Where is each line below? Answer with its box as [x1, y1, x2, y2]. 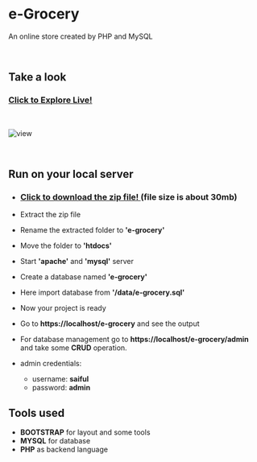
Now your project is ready [19, 303, 106, 313]
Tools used [8, 406, 65, 419]
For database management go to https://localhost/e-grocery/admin [19, 335, 249, 344]
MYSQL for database [19, 436, 91, 446]
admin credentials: [19, 359, 82, 369]
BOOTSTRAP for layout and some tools [19, 427, 151, 437]
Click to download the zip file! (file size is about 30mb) [19, 191, 238, 202]
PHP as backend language [19, 444, 109, 455]
